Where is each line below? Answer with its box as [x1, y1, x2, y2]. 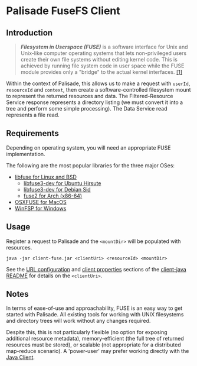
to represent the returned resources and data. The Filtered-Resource [6, 93, 173, 99]
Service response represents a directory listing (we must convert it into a [6, 99, 183, 106]
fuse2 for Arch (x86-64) [23, 192, 83, 199]
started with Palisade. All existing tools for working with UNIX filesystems [6, 311, 184, 318]
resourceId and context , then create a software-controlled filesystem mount [6, 86, 191, 93]
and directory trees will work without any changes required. [6, 318, 151, 325]
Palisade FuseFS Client [6, 4, 121, 18]
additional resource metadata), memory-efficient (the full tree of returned [6, 335, 184, 342]
